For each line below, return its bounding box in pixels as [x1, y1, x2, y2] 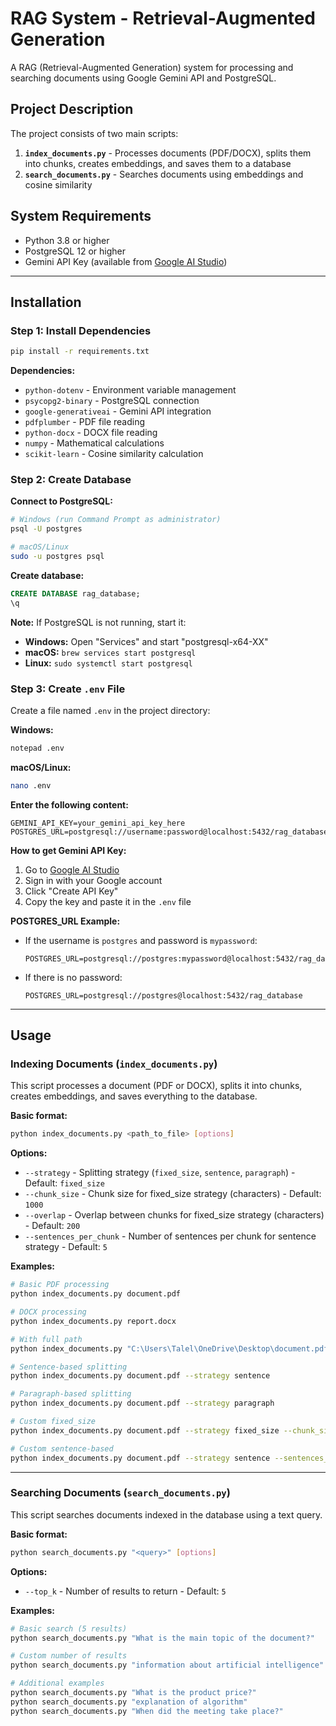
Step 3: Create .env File [10, 682, 126, 696]
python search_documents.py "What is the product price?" [10, 1688, 257, 1698]
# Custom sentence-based [10, 1443, 114, 1454]
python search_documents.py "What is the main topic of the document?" [10, 1633, 315, 1643]
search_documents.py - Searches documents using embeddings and [24, 168, 304, 180]
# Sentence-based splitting [10, 1362, 128, 1372]
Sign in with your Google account [24, 874, 163, 886]
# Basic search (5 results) [10, 1623, 128, 1634]
